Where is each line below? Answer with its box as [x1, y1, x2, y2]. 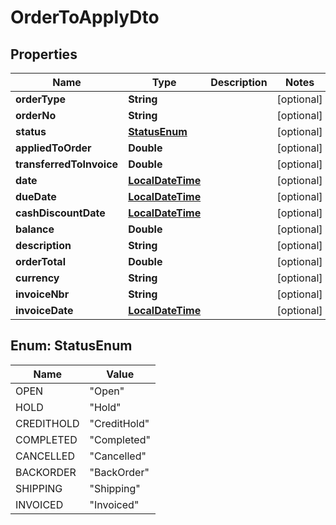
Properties [10, 46, 78, 63]
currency [15, 271, 60, 285]
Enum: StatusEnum [10, 337, 133, 355]
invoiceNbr [15, 287, 70, 301]
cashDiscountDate [15, 206, 106, 220]
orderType [15, 92, 67, 106]
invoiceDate [15, 304, 74, 317]
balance [15, 222, 55, 236]
